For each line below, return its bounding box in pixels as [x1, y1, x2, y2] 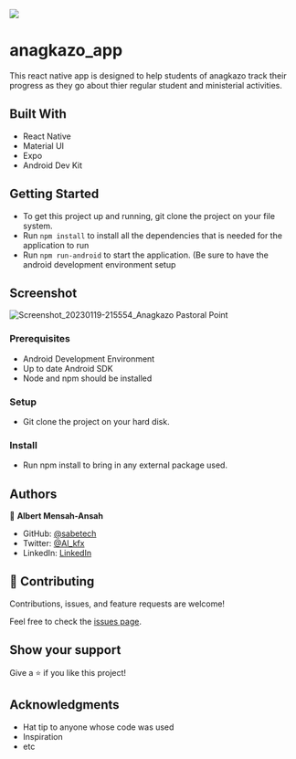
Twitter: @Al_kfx [22, 538, 85, 549]
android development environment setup [22, 258, 176, 269]
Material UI [22, 140, 65, 151]
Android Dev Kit [22, 160, 83, 171]
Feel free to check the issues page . [9, 616, 142, 627]
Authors [9, 486, 58, 501]
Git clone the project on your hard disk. [22, 416, 171, 427]
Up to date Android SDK [22, 363, 113, 374]
